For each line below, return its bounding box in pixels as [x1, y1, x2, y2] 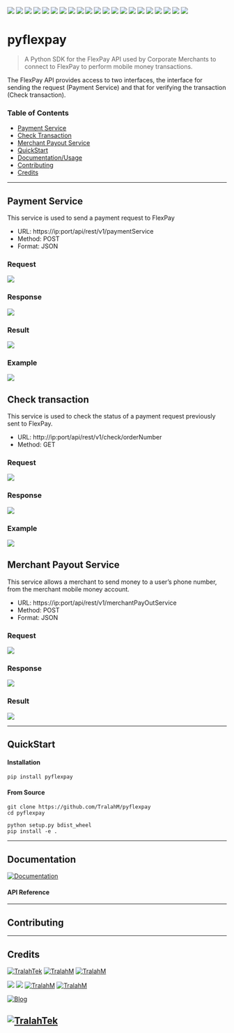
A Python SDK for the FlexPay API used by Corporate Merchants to [24, 54, 217, 63]
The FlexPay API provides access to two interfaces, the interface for [7, 75, 203, 84]
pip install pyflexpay [7, 774, 73, 781]
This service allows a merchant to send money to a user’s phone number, [7, 578, 217, 586]
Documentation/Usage [17, 153, 82, 162]
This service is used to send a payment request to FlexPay [7, 213, 175, 223]
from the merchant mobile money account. [7, 585, 130, 593]
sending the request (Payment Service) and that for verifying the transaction [7, 83, 226, 91]
